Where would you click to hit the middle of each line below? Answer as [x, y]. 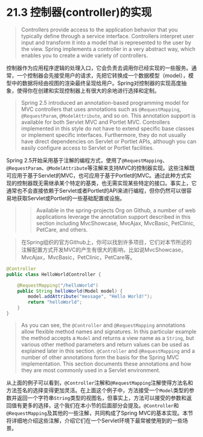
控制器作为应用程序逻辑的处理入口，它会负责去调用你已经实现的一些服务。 [99, 68]
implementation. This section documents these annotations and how [106, 364]
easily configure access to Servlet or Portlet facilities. [87, 148]
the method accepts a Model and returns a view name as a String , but [108, 338]
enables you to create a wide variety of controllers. [84, 55]
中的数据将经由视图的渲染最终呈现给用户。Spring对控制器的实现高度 [96, 83]
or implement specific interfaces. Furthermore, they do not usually [103, 135]
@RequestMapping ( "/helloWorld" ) [58, 285]
